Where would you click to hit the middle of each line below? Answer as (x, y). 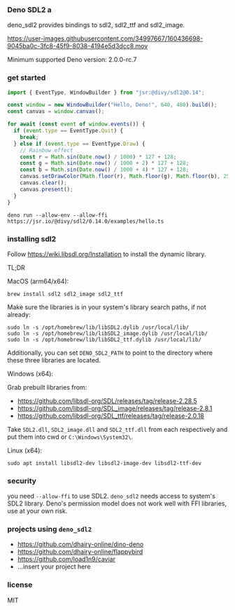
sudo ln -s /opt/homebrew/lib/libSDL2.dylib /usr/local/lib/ (98, 327)
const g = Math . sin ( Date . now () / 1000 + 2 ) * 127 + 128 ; (105, 163)
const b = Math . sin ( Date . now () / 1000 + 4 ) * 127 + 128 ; (105, 170)
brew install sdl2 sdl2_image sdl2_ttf (65, 294)
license (20, 585)
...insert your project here (54, 567)
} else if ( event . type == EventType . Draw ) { (79, 144)
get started (27, 78)
